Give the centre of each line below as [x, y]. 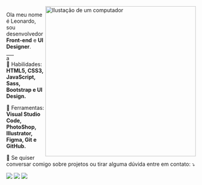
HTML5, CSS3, [25, 71]
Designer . [19, 47]
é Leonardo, [21, 21]
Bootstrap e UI [25, 90]
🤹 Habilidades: [24, 64]
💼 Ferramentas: [25, 108]
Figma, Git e [22, 140]
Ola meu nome [24, 15]
